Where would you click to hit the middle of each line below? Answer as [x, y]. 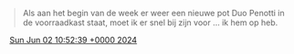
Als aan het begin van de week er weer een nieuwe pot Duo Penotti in [153, 13]
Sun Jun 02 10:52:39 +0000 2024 [73, 40]
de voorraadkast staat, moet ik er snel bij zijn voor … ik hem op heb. [150, 22]
